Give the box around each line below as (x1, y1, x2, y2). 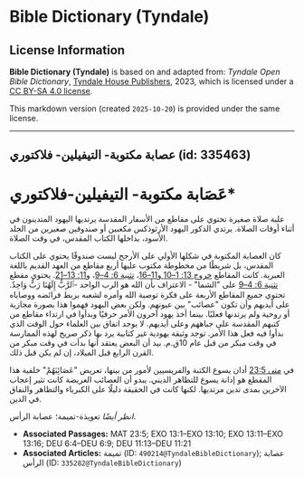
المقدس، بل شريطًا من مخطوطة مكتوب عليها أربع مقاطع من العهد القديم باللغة (9, 260, 274, 271)
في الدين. (9, 394, 43, 405)
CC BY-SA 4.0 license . (9, 86, 93, 96)
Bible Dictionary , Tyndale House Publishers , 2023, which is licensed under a (9, 76, 294, 87)
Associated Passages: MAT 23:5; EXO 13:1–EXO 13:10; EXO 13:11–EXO (22, 428, 283, 440)
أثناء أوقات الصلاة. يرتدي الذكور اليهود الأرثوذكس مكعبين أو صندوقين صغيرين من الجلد (9, 224, 295, 234)
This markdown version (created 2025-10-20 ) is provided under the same (9, 103, 280, 114)
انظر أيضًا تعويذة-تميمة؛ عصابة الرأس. (9, 411, 137, 422)
